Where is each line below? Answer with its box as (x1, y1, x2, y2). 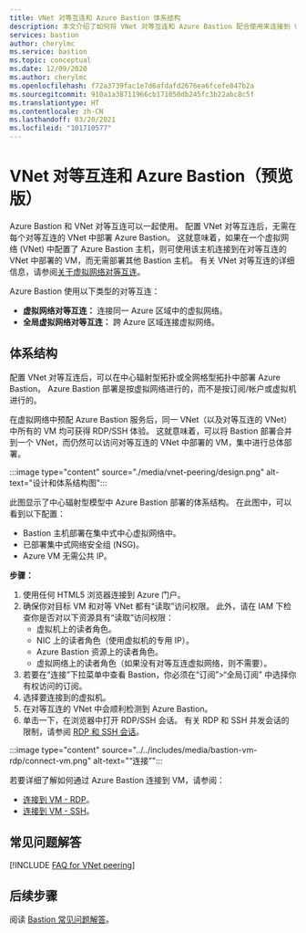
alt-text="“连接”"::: (93, 755, 163, 766)
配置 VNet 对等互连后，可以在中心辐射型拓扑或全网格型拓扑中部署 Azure (9, 372, 280, 383)
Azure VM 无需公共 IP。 (22, 550, 112, 561)
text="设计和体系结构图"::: (9, 477, 107, 488)
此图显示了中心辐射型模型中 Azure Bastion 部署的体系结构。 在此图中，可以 (9, 497, 292, 508)
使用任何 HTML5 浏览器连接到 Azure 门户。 (22, 589, 186, 600)
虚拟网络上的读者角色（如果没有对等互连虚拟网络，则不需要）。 (36, 657, 272, 668)
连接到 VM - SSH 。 (22, 805, 95, 816)
